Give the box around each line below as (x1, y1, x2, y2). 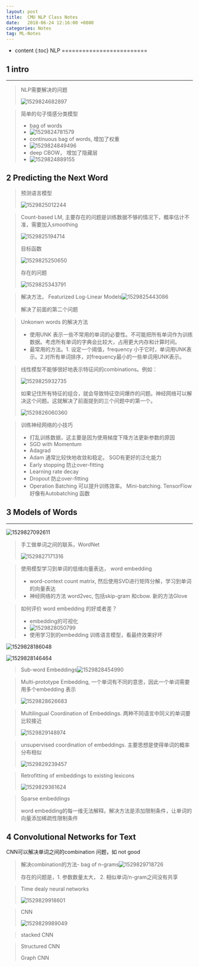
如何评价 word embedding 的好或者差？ (20, 605, 117, 612)
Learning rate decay (29, 468, 79, 475)
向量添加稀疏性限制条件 (20, 814, 78, 821)
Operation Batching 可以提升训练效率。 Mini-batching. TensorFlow (29, 482, 192, 489)
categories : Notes (6, 25, 52, 31)
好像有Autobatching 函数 (29, 489, 90, 497)
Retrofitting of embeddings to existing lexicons (20, 771, 135, 779)
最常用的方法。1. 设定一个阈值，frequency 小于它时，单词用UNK (29, 345, 187, 353)
